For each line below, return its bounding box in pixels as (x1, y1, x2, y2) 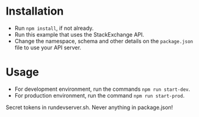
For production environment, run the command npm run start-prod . (14, 91, 185, 99)
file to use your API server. (14, 44, 82, 51)
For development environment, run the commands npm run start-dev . (14, 85, 190, 93)
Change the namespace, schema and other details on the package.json (14, 37, 194, 44)
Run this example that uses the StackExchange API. (14, 30, 145, 38)
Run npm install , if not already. (14, 24, 94, 32)
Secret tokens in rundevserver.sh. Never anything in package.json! (5, 104, 173, 111)
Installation (5, 4, 64, 18)
